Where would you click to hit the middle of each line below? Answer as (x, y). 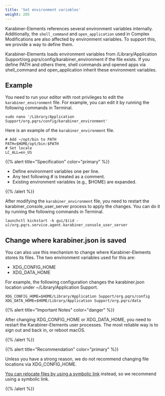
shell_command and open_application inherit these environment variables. (81, 69)
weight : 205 (17, 14)
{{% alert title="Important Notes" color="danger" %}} (60, 310)
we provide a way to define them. (39, 44)
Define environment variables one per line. (56, 171)
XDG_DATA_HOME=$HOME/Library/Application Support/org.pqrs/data (73, 301)
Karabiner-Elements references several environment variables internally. (79, 28)
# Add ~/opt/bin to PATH (31, 139)
